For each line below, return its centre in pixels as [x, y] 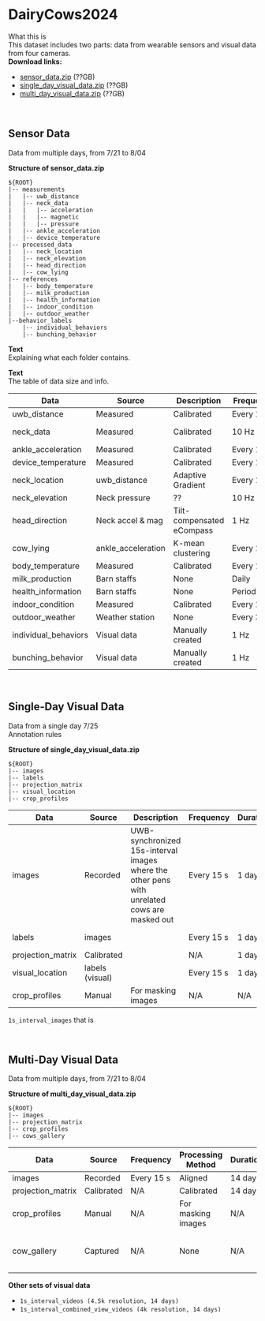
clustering [192, 552]
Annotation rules [35, 734]
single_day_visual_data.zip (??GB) [74, 85]
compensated [199, 520]
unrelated [148, 900]
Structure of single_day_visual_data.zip [74, 749]
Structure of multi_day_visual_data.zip [72, 1094]
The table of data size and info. [59, 381]
